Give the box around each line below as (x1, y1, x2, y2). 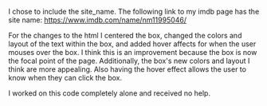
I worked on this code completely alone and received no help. (8, 88, 211, 98)
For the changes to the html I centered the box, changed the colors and (8, 31, 242, 40)
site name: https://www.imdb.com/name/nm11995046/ (8, 15, 187, 25)
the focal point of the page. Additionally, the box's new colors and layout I (8, 56, 250, 65)
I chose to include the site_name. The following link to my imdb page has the (8, 7, 260, 16)
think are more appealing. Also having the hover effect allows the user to (8, 65, 247, 74)
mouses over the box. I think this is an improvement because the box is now (8, 48, 257, 57)
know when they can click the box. (8, 73, 123, 82)
